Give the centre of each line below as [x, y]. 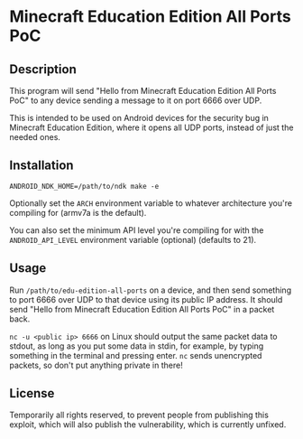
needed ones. [35, 137]
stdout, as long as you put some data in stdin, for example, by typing [137, 346]
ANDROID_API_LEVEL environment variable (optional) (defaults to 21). [133, 239]
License [32, 393]
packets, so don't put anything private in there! [96, 365]
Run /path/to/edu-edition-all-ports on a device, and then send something [150, 290]
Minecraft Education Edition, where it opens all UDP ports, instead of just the [151, 127]
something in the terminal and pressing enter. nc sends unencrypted [136, 355]
